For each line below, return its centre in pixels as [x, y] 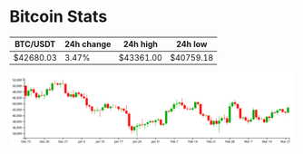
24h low [191, 44]
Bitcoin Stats [59, 17]
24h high [141, 44]
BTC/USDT [35, 44]
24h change [88, 44]
